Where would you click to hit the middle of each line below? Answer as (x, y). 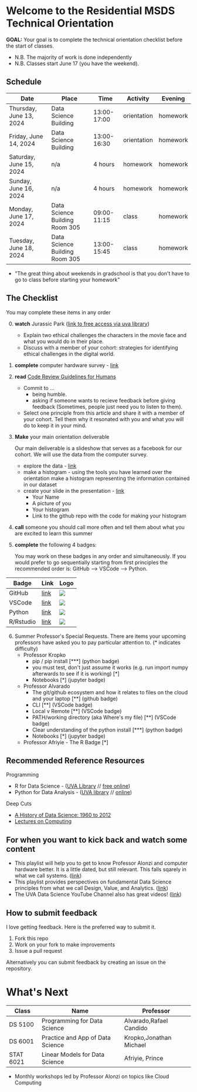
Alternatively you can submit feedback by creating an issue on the (86, 962)
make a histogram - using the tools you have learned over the (97, 472)
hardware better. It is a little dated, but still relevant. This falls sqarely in (100, 869)
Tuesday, (22, 240)
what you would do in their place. (63, 341)
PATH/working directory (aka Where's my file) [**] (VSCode (104, 717)
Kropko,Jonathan (148, 1037)
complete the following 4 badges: (55, 545)
